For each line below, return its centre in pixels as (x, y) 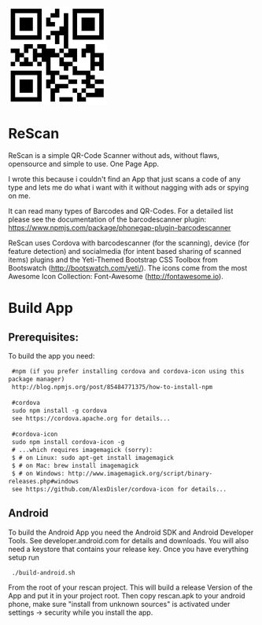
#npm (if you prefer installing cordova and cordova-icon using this (128, 371)
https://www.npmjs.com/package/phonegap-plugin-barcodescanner (120, 227)
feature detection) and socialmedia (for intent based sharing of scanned (125, 251)
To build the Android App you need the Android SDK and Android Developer (131, 532)
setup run (24, 557)
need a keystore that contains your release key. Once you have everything (129, 549)
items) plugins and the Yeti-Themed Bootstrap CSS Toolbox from (113, 259)
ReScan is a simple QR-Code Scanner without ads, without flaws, (114, 155)
